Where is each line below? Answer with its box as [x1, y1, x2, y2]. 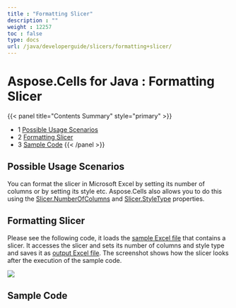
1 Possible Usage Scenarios [17, 125, 99, 134]
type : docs [7, 37, 40, 44]
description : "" [7, 17, 59, 24]
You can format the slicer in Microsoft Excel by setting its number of [7, 179, 205, 187]
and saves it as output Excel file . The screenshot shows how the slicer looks [7, 248, 230, 257]
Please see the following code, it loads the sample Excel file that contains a [7, 233, 226, 242]
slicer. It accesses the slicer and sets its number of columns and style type [7, 241, 225, 250]
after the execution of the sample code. [7, 256, 122, 264]
